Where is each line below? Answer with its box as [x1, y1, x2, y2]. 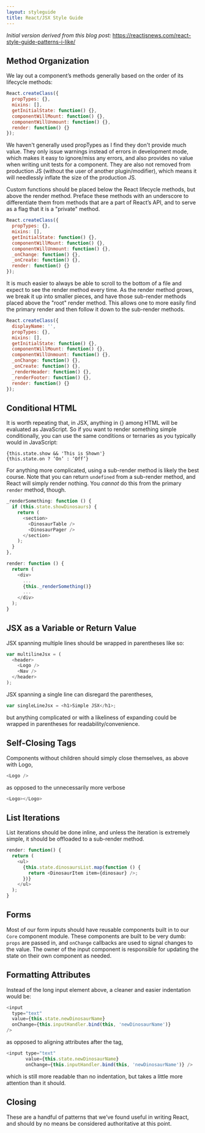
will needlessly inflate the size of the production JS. [6, 174, 136, 181]
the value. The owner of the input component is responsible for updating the [6, 945, 199, 953]
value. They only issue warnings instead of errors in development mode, [6, 148, 188, 155]
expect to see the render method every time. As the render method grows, [6, 286, 194, 294]
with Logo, [6, 761, 33, 768]
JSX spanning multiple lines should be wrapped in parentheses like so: [6, 639, 185, 647]
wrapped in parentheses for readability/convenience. [6, 720, 140, 727]
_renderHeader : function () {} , [12, 368, 92, 375]
